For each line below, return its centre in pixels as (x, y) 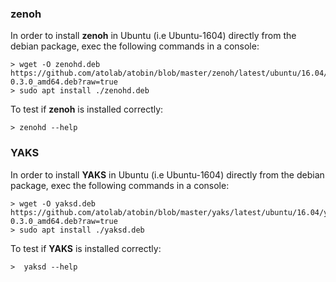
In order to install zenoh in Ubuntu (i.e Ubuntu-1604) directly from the (153, 36)
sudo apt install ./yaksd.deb (82, 230)
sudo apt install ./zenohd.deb (84, 91)
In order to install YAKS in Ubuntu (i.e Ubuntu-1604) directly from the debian (167, 174)
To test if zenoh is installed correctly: (87, 109)
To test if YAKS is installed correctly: (86, 248)
